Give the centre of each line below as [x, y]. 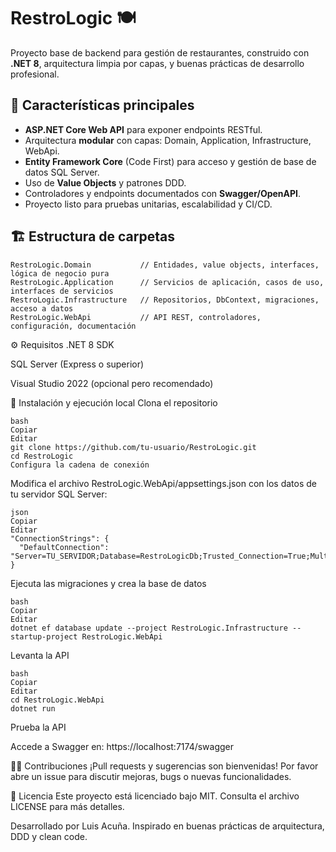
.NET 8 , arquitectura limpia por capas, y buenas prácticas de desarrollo [157, 63]
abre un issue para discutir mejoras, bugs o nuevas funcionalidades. [151, 776]
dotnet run [33, 708]
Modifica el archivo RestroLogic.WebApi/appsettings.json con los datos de [164, 483]
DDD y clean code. [49, 836]
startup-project [44, 636]
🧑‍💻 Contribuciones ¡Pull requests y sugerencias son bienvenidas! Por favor [164, 766]
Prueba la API [38, 727]
